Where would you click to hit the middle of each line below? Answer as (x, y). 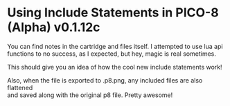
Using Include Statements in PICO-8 (113, 13)
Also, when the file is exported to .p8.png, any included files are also (105, 80)
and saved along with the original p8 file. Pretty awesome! (90, 95)
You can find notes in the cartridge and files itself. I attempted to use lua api (115, 46)
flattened (20, 87)
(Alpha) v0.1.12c (54, 27)
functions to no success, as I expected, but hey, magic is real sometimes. (112, 54)
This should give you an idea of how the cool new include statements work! (115, 67)
